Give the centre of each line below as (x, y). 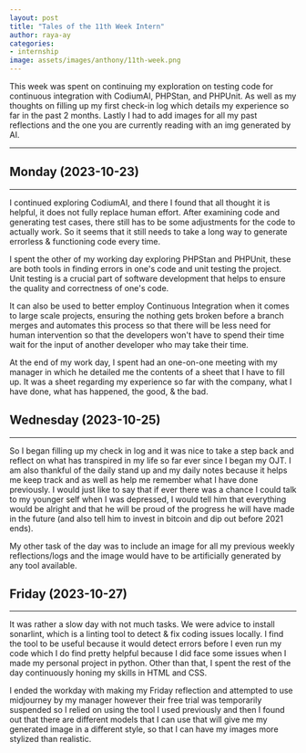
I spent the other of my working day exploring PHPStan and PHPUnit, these (150, 259)
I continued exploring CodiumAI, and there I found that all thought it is (140, 203)
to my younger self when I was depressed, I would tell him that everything (148, 499)
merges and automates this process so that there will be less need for (140, 325)
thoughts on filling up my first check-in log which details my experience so (149, 105)
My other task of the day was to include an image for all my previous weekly (152, 546)
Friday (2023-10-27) (68, 594)
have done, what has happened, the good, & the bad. (109, 391)
